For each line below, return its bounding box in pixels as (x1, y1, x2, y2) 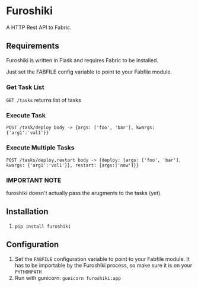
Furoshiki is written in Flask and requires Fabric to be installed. (6, 56, 159, 63)
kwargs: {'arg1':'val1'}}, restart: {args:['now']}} (6, 162, 139, 168)
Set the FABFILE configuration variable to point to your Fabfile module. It (14, 255, 190, 262)
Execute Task (6, 111, 46, 119)
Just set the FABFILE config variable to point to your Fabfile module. (6, 68, 173, 75)
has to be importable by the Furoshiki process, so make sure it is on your (14, 262, 193, 269)
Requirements (6, 41, 59, 51)
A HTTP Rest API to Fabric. (6, 24, 72, 31)
